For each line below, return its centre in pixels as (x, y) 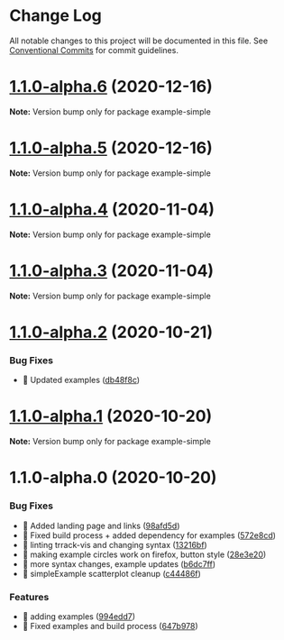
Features (29, 597)
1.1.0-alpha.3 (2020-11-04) (112, 270)
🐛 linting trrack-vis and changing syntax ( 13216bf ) (115, 544)
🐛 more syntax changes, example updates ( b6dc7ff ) (119, 563)
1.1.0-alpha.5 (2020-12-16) (111, 148)
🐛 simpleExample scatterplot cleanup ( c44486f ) (111, 573)
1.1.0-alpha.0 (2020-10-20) (113, 478)
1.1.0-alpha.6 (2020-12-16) (111, 87)
